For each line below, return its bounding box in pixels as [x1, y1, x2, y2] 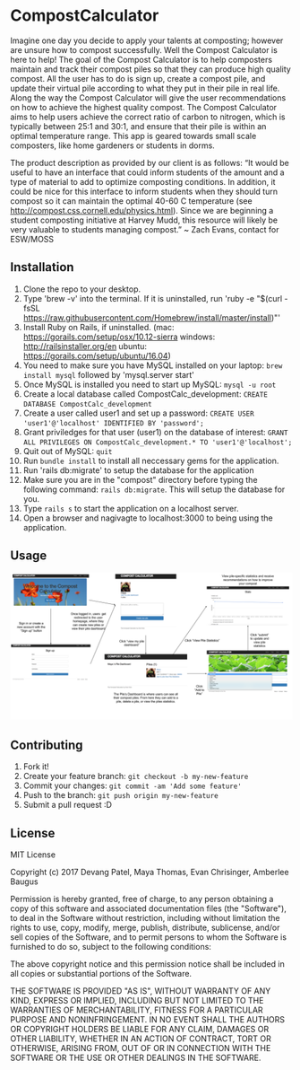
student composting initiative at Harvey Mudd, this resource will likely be [10, 215, 279, 225]
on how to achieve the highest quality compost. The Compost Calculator [10, 101, 277, 112]
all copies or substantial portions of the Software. [10, 969, 192, 979]
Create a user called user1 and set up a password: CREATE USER [22, 408, 254, 418]
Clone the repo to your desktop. [22, 284, 141, 294]
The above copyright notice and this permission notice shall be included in [10, 959, 285, 969]
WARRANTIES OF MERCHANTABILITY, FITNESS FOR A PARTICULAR [10, 1004, 263, 1015]
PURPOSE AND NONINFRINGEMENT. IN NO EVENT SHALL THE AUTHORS [10, 1014, 286, 1025]
